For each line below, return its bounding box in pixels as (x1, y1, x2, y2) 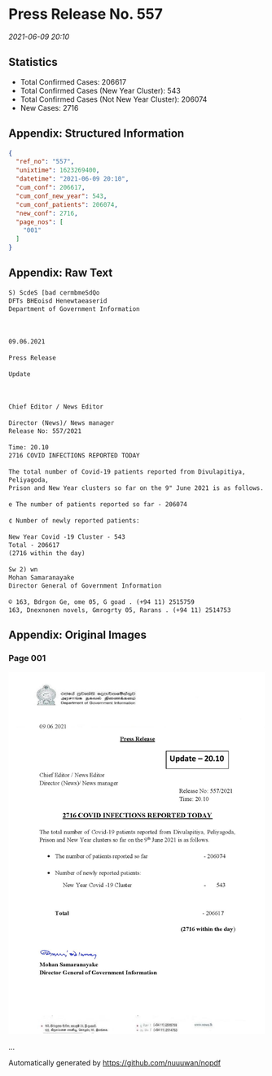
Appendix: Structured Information (8, 127, 185, 141)
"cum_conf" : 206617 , (15, 184, 86, 192)
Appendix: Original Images (8, 628, 147, 642)
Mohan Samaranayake (8, 573, 75, 582)
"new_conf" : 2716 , (15, 209, 79, 217)
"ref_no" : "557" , (15, 158, 75, 166)
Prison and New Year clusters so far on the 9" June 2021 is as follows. (8, 483, 265, 492)
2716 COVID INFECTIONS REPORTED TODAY (8, 451, 140, 460)
